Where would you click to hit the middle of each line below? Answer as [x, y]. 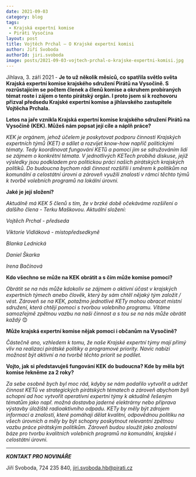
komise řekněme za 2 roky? [40, 372]
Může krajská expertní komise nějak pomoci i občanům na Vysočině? [92, 331]
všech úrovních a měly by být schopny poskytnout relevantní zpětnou [90, 421]
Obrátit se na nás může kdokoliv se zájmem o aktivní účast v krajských [92, 288]
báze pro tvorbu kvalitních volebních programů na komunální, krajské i [91, 433]
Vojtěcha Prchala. [28, 108]
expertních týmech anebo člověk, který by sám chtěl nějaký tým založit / [94, 295]
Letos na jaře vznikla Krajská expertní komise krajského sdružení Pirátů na [98, 119]
